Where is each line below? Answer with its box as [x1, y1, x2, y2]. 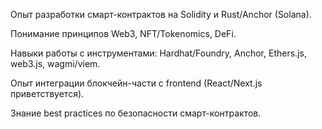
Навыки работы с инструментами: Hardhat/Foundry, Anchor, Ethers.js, [10, 47, 307, 59]
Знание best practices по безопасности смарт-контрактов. [10, 107, 262, 119]
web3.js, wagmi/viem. [10, 58, 101, 69]
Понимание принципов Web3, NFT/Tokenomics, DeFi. [10, 28, 237, 39]
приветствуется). [10, 88, 85, 99]
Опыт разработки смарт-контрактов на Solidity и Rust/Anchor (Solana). [10, 9, 312, 20]
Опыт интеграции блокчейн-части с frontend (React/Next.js [10, 77, 263, 89]
